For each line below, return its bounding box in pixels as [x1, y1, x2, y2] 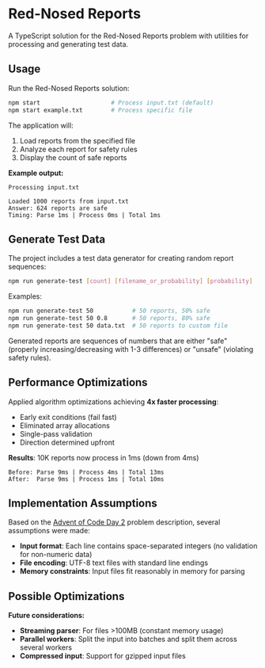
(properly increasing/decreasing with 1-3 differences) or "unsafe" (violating [8, 344, 254, 353]
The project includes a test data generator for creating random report [8, 254, 234, 263]
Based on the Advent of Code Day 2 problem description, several [8, 517, 221, 527]
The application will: [8, 120, 74, 130]
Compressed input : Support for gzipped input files [19, 651, 186, 661]
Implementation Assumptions [8, 497, 158, 510]
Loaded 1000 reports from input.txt [8, 197, 129, 205]
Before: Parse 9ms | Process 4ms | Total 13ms [8, 468, 165, 476]
